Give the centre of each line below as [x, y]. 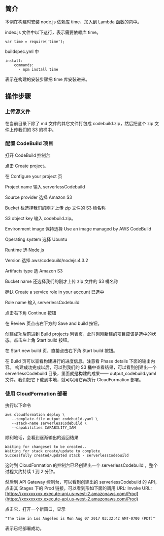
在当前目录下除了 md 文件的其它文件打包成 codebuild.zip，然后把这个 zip [79, 123]
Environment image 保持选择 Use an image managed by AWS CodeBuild [78, 228]
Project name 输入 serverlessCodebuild [45, 186]
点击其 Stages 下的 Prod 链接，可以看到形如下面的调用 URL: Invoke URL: [79, 488]
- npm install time [38, 69]
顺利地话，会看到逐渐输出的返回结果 [42, 438]
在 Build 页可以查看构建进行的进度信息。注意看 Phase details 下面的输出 [78, 361]
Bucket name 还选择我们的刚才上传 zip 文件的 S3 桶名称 [62, 281]
